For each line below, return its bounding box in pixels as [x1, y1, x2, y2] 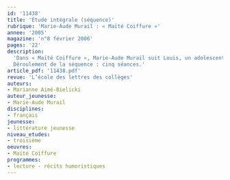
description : [7, 49, 44, 55]
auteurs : [7, 80, 32, 87]
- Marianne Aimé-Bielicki [7, 86, 81, 93]
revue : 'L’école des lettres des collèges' [7, 73, 133, 81]
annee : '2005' [7, 29, 48, 36]
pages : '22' [7, 42, 41, 49]
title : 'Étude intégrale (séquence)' [7, 16, 115, 23]
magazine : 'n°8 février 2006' [7, 36, 94, 42]
